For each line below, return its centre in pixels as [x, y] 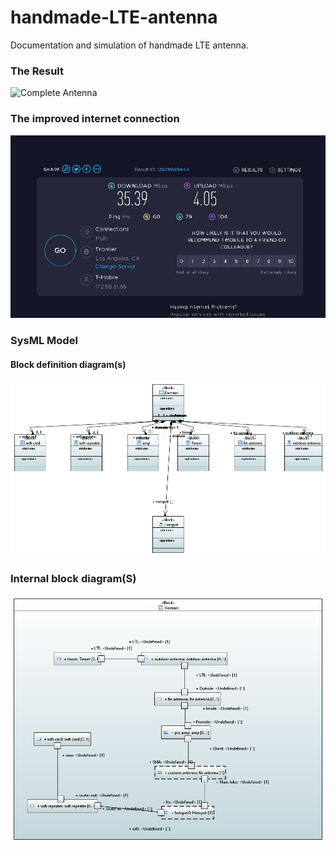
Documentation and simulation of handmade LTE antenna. [129, 45]
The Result [37, 71]
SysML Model [44, 341]
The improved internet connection [95, 119]
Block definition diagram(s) [68, 364]
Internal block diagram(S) [73, 579]
